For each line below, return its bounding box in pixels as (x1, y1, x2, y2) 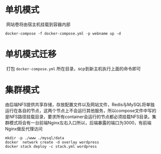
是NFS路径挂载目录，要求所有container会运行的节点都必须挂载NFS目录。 (5, 114, 152, 120)
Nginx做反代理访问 (5, 126, 43, 132)
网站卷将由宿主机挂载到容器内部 (6, 21, 71, 27)
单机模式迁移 (5, 49, 57, 60)
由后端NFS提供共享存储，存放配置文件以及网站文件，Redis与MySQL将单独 (5, 102, 155, 107)
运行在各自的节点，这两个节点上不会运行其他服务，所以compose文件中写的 (5, 107, 157, 113)
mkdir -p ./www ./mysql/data (5, 136, 64, 140)
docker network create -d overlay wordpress (5, 139, 99, 145)
